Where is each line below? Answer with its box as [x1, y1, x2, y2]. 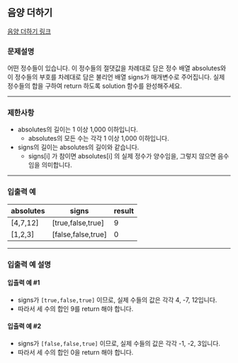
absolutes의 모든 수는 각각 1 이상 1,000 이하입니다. [28, 134, 169, 143]
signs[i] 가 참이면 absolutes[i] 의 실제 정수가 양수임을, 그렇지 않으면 [28, 152, 216, 161]
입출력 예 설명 [7, 259, 52, 269]
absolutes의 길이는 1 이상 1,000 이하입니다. [17, 125, 138, 134]
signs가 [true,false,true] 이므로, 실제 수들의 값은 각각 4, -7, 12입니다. [17, 296, 217, 304]
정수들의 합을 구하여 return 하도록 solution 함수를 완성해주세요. [7, 82, 182, 90]
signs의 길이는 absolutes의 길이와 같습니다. [17, 143, 140, 151]
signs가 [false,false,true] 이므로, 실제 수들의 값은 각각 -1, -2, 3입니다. [17, 340, 221, 348]
